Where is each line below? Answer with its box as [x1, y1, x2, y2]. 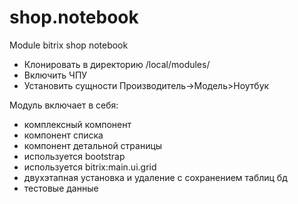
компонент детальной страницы [23, 139, 163, 151]
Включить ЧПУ [23, 69, 88, 81]
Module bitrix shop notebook [9, 39, 129, 51]
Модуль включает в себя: [9, 99, 119, 111]
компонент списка [23, 129, 104, 141]
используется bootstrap [23, 150, 126, 162]
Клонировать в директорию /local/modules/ [23, 58, 211, 70]
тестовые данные [23, 182, 99, 194]
